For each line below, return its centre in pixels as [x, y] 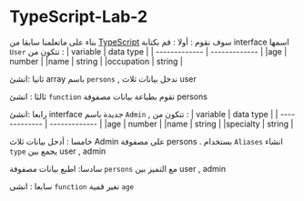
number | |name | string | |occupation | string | [96, 61]
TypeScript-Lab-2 [79, 17]
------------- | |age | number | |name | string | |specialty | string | [172, 124]
